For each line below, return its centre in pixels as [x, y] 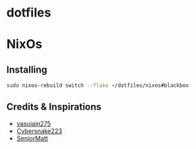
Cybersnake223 [39, 131]
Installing [27, 69]
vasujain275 [33, 123]
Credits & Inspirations [54, 107]
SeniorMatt [32, 138]
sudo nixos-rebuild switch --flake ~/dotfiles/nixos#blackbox [98, 86]
